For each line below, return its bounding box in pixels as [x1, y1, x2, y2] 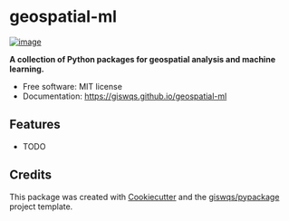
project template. [9, 201, 73, 212]
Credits [9, 168, 53, 183]
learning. [9, 63, 44, 74]
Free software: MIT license [22, 81, 122, 91]
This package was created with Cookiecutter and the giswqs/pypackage [9, 191, 280, 202]
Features [9, 117, 61, 132]
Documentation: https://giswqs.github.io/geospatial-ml [22, 91, 227, 101]
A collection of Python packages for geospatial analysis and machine [9, 53, 276, 64]
